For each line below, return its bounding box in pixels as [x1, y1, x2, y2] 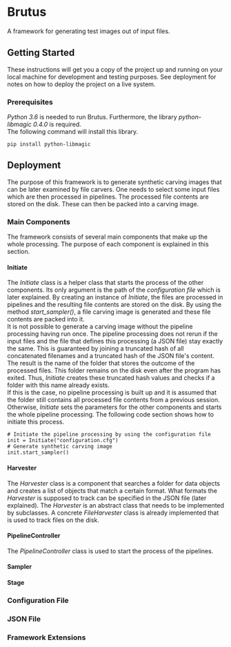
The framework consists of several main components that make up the [7, 232, 208, 241]
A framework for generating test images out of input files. [7, 27, 170, 35]
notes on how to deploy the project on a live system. [7, 80, 156, 88]
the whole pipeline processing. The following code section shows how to [7, 410, 214, 419]
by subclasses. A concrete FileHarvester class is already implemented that [7, 508, 219, 517]
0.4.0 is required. [33, 120, 81, 128]
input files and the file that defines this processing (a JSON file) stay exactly [7, 337, 223, 346]
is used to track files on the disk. [7, 515, 100, 524]
